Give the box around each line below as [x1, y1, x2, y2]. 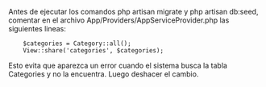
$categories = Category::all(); [23, 39, 131, 48]
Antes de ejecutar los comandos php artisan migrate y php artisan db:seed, [8, 7, 259, 16]
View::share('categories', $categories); [23, 47, 164, 55]
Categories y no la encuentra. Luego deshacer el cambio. [8, 69, 199, 79]
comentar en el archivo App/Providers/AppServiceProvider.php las [8, 15, 230, 25]
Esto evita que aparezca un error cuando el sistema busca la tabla [8, 60, 228, 70]
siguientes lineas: [8, 24, 67, 33]
